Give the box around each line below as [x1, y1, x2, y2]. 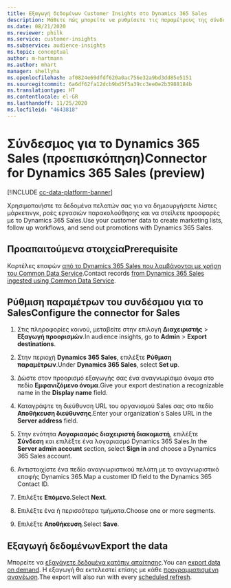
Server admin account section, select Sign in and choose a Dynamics [16, 445, 217, 453]
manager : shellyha [7, 68, 60, 74]
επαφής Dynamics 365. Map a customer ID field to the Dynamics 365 [16, 473, 212, 481]
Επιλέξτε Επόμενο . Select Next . [16, 494, 107, 502]
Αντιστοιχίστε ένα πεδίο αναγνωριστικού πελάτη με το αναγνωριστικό [16, 465, 219, 474]
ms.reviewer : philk [7, 29, 63, 37]
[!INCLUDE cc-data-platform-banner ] [7, 187, 113, 196]
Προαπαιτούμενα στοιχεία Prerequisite [7, 243, 178, 255]
